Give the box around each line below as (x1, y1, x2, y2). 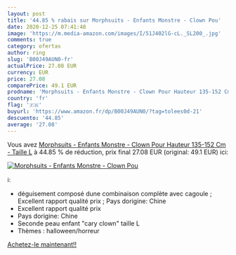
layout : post (7, 10, 46, 18)
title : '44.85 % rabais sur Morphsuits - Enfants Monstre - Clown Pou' (7, 17, 221, 24)
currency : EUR (7, 69, 49, 76)
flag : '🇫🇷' (7, 102, 42, 109)
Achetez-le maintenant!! (7, 240, 77, 249)
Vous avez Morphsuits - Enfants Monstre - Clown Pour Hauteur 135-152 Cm (7, 140, 226, 149)
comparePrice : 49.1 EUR (7, 82, 77, 89)
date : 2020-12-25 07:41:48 (7, 23, 86, 30)
